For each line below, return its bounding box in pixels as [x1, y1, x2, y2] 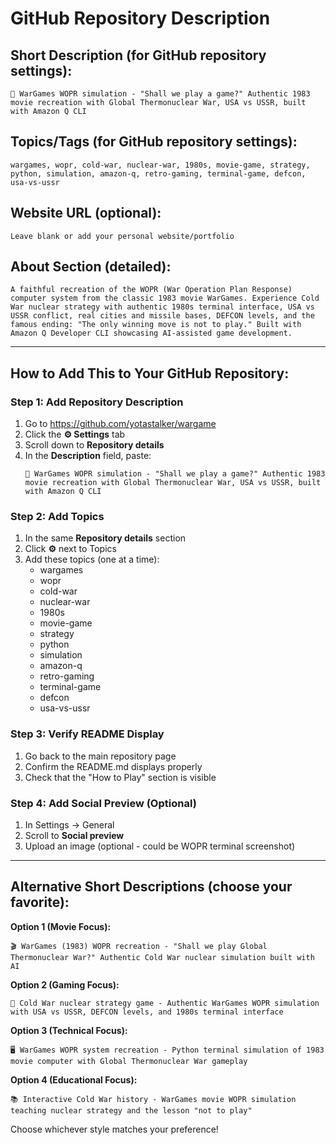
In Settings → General [24, 819, 115, 831]
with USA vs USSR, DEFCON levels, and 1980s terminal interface [10, 1007, 284, 1017]
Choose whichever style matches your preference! [10, 1123, 219, 1135]
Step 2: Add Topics [10, 510, 105, 524]
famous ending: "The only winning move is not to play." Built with [10, 320, 302, 330]
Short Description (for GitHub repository [10, 47, 267, 64]
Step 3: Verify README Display [10, 727, 165, 741]
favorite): [10, 894, 70, 911]
